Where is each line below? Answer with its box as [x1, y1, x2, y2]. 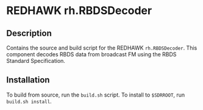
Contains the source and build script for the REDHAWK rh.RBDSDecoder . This [6, 44, 198, 51]
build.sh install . [6, 97, 52, 105]
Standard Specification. [6, 57, 66, 64]
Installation [6, 75, 50, 86]
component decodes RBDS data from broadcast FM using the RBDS [6, 51, 177, 58]
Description [6, 28, 52, 38]
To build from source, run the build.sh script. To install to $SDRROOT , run [6, 91, 185, 98]
